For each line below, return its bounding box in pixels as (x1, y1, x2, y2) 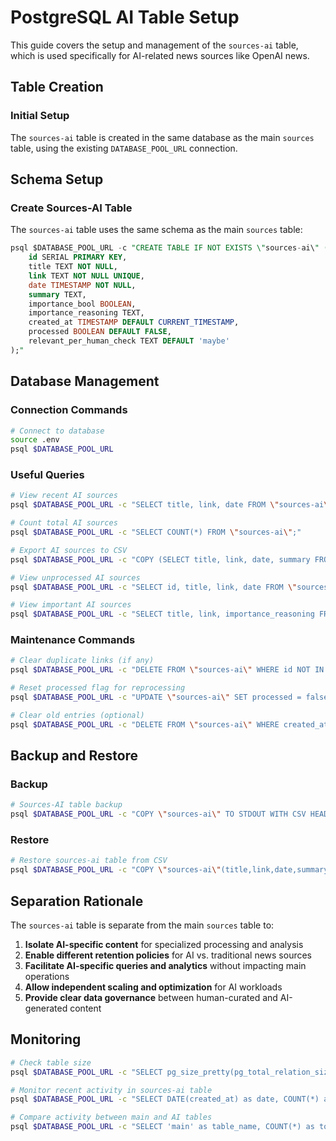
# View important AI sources (10, 600, 132, 610)
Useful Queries (10, 468, 85, 482)
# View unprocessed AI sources (10, 572, 141, 583)
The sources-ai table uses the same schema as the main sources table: (10, 224, 303, 236)
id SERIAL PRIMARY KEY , (28, 252, 128, 263)
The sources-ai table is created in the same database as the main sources (10, 131, 315, 143)
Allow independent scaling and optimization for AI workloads (24, 981, 283, 993)
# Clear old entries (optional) (10, 710, 145, 720)
